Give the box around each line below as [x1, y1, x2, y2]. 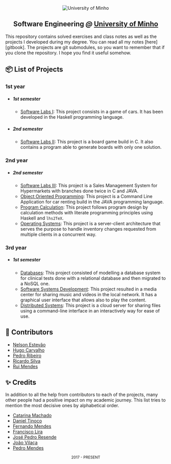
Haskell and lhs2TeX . [20, 215, 64, 221]
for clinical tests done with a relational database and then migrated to [20, 275, 166, 281]
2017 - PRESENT [71, 455, 101, 460]
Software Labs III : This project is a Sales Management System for [20, 182, 158, 188]
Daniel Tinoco [12, 418, 42, 424]
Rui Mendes [12, 363, 38, 369]
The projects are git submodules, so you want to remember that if [27, 44, 165, 50]
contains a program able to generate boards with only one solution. [20, 144, 162, 150]
